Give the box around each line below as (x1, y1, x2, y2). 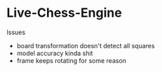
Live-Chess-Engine (6, 5, 122, 21)
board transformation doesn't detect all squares (16, 41, 155, 50)
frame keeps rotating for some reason (16, 56, 127, 64)
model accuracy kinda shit (16, 49, 93, 57)
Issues (6, 28, 26, 36)
